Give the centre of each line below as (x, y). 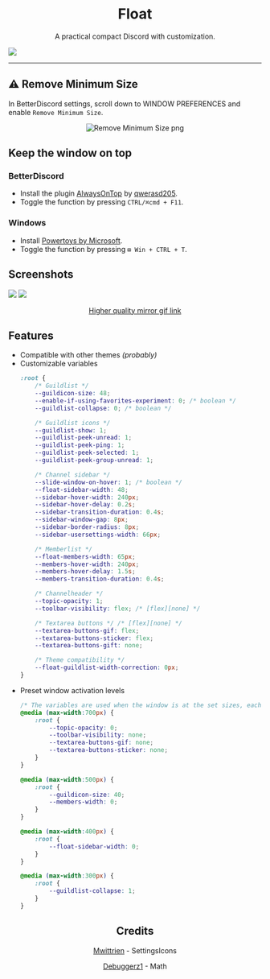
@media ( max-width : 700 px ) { (67, 713)
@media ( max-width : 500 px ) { (67, 779)
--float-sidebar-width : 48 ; (82, 489)
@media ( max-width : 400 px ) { (67, 832)
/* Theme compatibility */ (80, 660)
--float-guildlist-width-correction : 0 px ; (107, 668)
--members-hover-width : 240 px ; (87, 564)
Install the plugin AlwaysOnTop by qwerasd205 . (99, 193)
